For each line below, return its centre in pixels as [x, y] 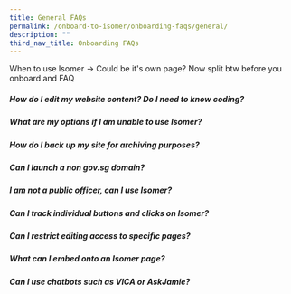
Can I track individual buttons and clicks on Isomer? [109, 213]
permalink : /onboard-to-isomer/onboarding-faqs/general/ [119, 26]
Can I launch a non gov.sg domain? [77, 167]
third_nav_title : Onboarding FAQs [75, 43]
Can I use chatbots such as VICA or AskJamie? [100, 281]
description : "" [40, 34]
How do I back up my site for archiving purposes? [105, 145]
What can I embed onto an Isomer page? [87, 259]
